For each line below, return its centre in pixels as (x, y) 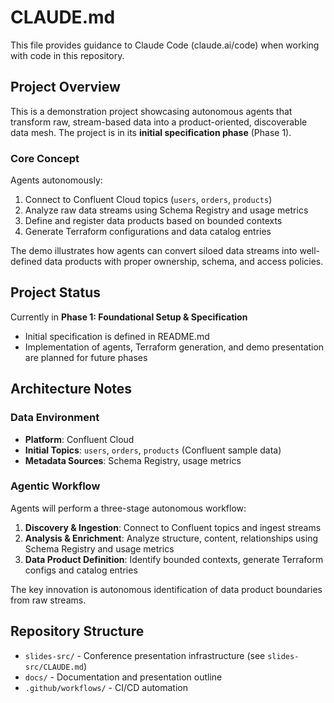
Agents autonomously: (56, 180)
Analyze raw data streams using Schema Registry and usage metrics (166, 210)
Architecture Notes (71, 389)
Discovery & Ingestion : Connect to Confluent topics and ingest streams (173, 527)
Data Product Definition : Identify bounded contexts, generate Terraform (174, 559)
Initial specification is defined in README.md (117, 336)
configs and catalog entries (81, 570)
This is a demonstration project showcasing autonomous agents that (151, 111)
